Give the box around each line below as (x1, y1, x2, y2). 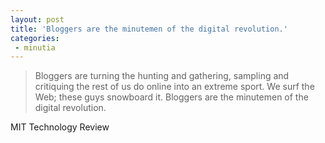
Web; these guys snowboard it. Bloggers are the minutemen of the (34, 91, 309, 103)
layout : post (10, 14, 65, 25)
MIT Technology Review (10, 121, 110, 133)
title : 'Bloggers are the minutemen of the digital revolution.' (10, 24, 288, 34)
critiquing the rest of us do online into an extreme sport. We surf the (34, 81, 315, 93)
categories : (10, 33, 60, 43)
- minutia (14, 42, 56, 53)
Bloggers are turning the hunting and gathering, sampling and (34, 70, 290, 82)
